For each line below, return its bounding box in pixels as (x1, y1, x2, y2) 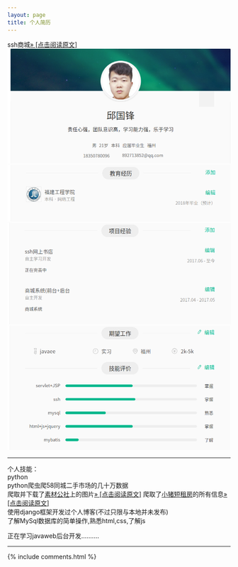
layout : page (7, 11, 46, 18)
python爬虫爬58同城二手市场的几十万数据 (7, 481, 129, 489)
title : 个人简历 (7, 18, 51, 26)
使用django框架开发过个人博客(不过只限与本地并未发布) (7, 507, 169, 516)
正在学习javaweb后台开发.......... (7, 532, 99, 540)
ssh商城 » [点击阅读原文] (7, 40, 78, 49)
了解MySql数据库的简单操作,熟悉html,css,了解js (7, 516, 146, 524)
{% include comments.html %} (7, 552, 97, 561)
